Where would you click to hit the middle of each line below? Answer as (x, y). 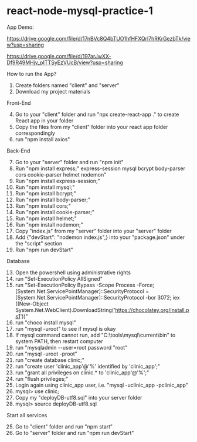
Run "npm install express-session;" (57, 181)
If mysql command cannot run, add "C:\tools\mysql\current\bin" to (95, 335)
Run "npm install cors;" (43, 206)
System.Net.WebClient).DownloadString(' (65, 310)
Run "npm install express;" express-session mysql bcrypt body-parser (100, 168)
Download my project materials (53, 91)
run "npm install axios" (43, 139)
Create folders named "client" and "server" (67, 85)
